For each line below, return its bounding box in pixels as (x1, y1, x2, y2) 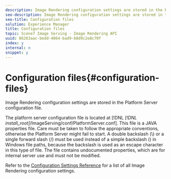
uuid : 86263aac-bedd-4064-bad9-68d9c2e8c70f (5, 36, 101, 41)
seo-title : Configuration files (5, 17, 74, 22)
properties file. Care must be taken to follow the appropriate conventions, (5, 126, 159, 132)
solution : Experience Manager (5, 21, 70, 27)
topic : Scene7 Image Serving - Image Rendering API (5, 31, 117, 36)
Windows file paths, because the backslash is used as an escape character (5, 142, 163, 148)
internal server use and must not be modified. (5, 153, 101, 159)
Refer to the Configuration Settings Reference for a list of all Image (5, 162, 145, 168)
